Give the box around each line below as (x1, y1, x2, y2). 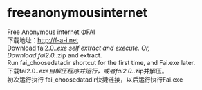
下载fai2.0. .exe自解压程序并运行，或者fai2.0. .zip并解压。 (7, 66, 168, 75)
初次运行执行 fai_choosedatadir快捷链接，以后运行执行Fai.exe (7, 75, 183, 84)
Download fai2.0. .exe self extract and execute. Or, (7, 44, 150, 52)
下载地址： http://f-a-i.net (7, 36, 79, 44)
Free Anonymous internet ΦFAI (7, 28, 95, 36)
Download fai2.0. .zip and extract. (7, 51, 102, 60)
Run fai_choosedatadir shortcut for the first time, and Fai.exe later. (7, 58, 196, 66)
